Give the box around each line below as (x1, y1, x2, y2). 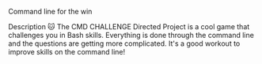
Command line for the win (8, 7, 93, 16)
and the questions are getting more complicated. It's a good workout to (8, 39, 241, 48)
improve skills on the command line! (8, 47, 126, 56)
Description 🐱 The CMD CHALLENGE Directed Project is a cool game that (8, 22, 250, 31)
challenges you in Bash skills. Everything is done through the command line (8, 31, 255, 40)
